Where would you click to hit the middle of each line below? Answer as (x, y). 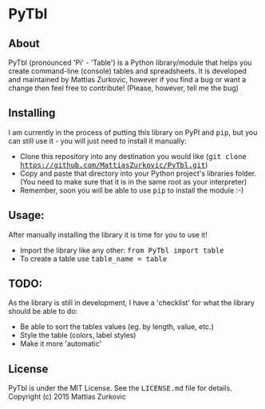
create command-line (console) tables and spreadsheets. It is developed (128, 71)
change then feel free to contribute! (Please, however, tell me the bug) (124, 88)
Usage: (27, 215)
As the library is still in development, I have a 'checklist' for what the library (132, 303)
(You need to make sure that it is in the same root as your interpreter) (133, 181)
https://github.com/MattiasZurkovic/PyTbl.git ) (114, 165)
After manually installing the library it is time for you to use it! (108, 234)
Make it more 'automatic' (61, 343)
